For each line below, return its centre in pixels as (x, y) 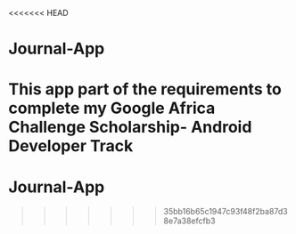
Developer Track (71, 146)
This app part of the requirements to (145, 89)
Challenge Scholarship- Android (130, 127)
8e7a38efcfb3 (189, 221)
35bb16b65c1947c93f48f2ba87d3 (226, 212)
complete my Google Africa (112, 108)
